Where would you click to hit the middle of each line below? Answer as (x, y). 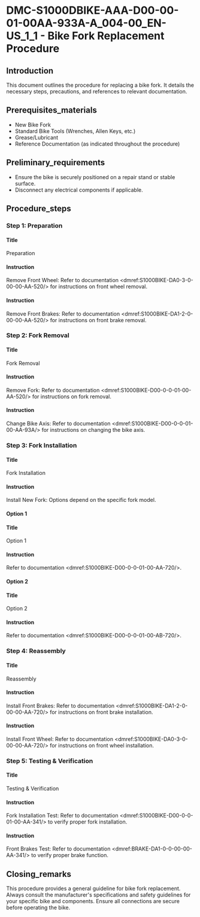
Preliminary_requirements (56, 163)
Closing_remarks (39, 874)
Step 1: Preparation (34, 225)
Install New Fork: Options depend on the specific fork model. (81, 500)
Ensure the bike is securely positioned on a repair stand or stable (95, 177)
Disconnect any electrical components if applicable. (79, 190)
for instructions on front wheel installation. (102, 745)
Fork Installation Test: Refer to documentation (62, 816)
